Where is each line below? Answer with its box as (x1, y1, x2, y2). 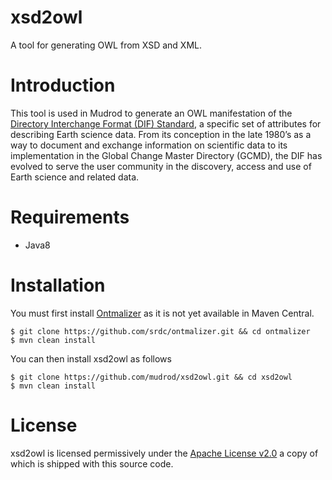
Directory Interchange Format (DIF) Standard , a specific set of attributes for (10, 117, 322, 130)
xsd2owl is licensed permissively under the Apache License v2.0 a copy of (10, 447, 319, 459)
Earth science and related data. (10, 171, 140, 183)
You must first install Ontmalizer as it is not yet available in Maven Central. (10, 307, 315, 319)
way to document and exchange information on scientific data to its (10, 139, 288, 151)
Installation (10, 274, 106, 296)
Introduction (10, 74, 116, 97)
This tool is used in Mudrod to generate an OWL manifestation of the (10, 107, 293, 119)
